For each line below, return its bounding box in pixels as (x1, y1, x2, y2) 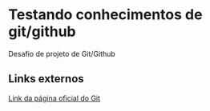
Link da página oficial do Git (8, 93, 101, 103)
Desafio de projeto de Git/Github (8, 49, 116, 58)
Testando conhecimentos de (8, 6, 203, 24)
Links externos (8, 72, 84, 85)
